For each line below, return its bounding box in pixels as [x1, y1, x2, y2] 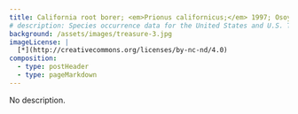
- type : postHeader [17, 63, 90, 72]
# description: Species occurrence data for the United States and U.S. [9, 21, 284, 30]
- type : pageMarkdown [17, 71, 98, 80]
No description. [9, 95, 67, 105]
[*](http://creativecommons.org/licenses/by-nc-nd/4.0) [17, 46, 228, 55]
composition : [9, 54, 58, 63]
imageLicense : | [9, 37, 69, 47]
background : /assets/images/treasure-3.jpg [9, 29, 173, 38]
